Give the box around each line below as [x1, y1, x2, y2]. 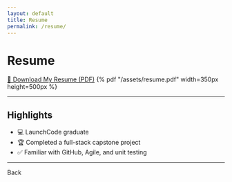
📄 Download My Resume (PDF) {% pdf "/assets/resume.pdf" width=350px [7, 75, 219, 83]
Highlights [7, 109, 53, 121]
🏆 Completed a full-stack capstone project [17, 139, 141, 147]
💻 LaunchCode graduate [17, 128, 90, 136]
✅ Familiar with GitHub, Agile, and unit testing [17, 148, 147, 156]
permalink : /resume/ [7, 23, 67, 30]
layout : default [7, 10, 54, 17]
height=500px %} [7, 83, 58, 91]
